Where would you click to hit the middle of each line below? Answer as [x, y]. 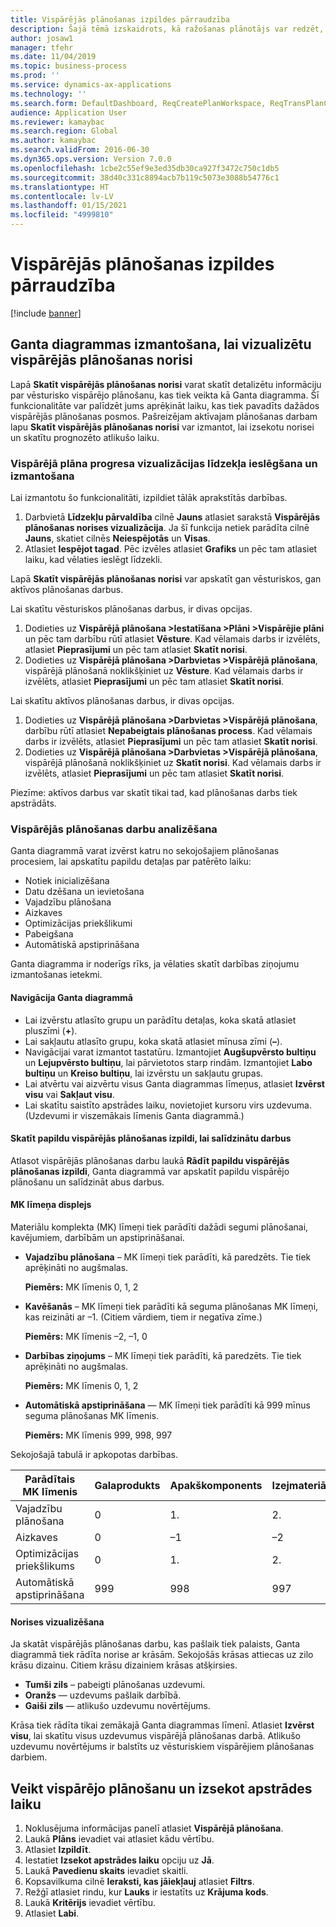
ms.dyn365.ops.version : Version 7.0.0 [91, 159]
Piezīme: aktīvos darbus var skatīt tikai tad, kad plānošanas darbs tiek [154, 793]
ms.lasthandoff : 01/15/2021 [69, 206]
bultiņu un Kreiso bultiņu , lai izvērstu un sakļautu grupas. [144, 1073]
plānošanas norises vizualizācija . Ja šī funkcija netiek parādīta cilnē [167, 528]
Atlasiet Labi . [52, 1913]
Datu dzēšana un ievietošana [84, 892]
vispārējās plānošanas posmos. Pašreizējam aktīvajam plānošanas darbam [164, 416]
